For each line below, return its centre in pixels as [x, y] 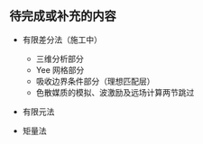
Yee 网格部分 [60, 69]
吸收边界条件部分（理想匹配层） [95, 81]
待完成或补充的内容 [63, 16]
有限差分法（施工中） [62, 40]
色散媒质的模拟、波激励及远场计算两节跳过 [115, 92]
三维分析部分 [60, 58]
